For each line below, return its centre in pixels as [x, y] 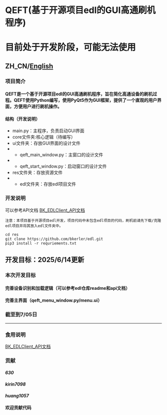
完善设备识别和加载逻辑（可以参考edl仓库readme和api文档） [68, 288]
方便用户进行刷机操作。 [38, 106]
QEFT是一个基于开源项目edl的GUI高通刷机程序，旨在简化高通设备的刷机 [79, 94]
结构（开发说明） [23, 119]
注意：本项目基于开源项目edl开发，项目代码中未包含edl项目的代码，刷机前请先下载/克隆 [83, 220]
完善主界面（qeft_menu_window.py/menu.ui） [54, 300]
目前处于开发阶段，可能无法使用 [71, 47]
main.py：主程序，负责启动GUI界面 [48, 131]
